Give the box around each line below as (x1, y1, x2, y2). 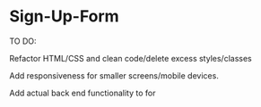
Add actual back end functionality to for (9, 87, 156, 98)
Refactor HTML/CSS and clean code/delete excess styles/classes (9, 53, 253, 63)
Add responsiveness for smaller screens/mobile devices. (9, 70, 220, 81)
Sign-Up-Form (9, 6, 119, 27)
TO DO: (9, 36, 38, 46)
